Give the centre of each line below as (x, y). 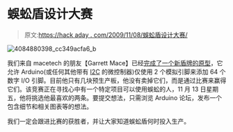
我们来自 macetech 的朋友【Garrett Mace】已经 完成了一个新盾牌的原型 (109, 63)
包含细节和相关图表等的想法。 (50, 106)
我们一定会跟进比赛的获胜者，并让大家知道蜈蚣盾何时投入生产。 (98, 121)
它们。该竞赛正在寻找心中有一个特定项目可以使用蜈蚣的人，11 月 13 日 (107, 89)
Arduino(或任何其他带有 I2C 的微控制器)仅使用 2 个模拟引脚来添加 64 (119, 72)
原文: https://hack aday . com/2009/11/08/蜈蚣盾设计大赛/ (106, 35)
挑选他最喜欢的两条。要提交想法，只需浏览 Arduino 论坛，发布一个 (127, 97)
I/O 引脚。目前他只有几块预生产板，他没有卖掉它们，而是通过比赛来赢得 (123, 80)
